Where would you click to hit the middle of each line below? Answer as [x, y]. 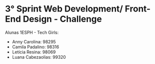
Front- [138, 9]
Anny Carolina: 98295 [34, 41]
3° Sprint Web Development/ [64, 9]
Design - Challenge [62, 19]
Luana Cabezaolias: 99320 [39, 57]
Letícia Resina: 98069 [34, 52]
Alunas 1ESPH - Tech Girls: [32, 32]
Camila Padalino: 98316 [35, 47]
